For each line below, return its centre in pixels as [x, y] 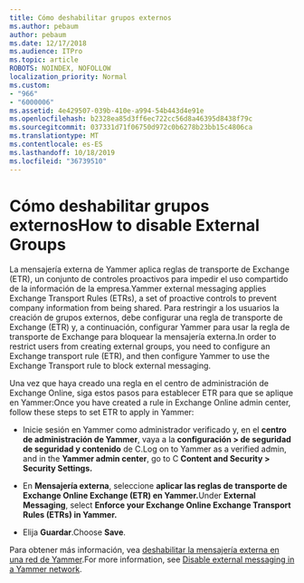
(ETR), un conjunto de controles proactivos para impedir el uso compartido [149, 279]
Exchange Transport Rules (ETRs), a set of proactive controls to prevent [143, 298]
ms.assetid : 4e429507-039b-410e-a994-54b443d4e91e [107, 111]
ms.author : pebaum [44, 26]
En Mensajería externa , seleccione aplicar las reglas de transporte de [155, 486]
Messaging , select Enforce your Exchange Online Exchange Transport [157, 505]
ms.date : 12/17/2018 [48, 43]
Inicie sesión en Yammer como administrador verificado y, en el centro [154, 430]
